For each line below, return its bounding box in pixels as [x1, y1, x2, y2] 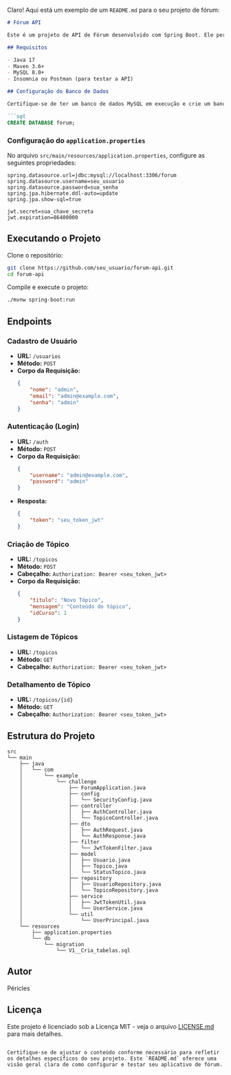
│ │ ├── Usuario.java [19, 857, 131, 864]
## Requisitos [7, 44, 48, 51]
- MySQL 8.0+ [7, 69, 45, 76]
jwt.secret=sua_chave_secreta [7, 208, 94, 215]
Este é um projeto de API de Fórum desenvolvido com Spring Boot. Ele [7, 31, 214, 39]
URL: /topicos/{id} [16, 696, 74, 704]
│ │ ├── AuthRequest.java [19, 826, 143, 833]
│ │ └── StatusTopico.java [19, 868, 146, 875]
